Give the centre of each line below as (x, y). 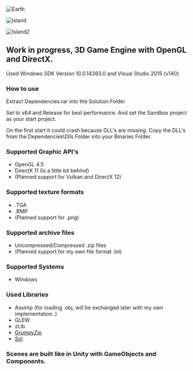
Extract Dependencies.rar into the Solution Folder (66, 101)
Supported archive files (40, 233)
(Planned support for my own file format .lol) (68, 251)
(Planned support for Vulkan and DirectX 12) (68, 177)
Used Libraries (27, 295)
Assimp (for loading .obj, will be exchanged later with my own (89, 307)
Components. (26, 361)
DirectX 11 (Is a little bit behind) (52, 171)
